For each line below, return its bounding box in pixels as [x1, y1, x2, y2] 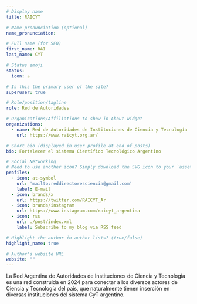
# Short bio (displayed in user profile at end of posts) [6, 143, 151, 148]
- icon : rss [11, 214, 41, 219]
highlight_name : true [6, 240, 59, 246]
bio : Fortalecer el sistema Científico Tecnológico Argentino [6, 148, 161, 154]
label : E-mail [16, 186, 51, 192]
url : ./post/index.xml [16, 219, 72, 225]
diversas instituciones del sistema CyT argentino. [6, 291, 125, 298]
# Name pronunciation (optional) [6, 25, 88, 31]
